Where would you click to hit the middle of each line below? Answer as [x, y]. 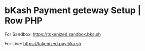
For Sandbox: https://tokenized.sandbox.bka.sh [53, 34]
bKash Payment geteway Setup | [73, 10]
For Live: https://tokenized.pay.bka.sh [43, 43]
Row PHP [24, 21]
